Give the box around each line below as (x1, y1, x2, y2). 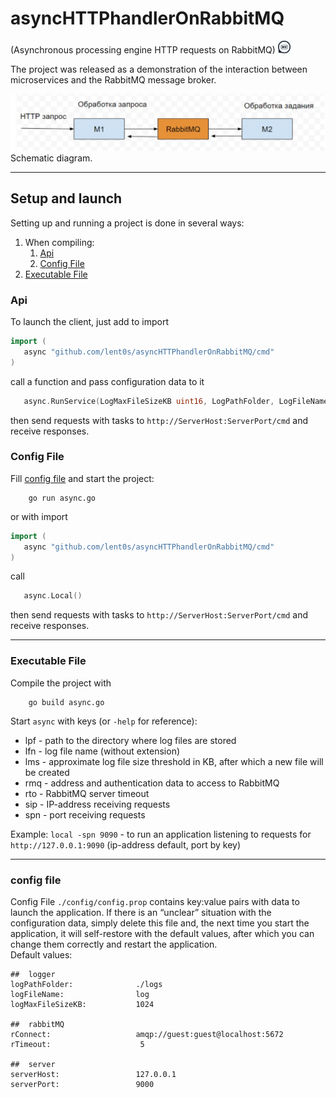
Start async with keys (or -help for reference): (10, 715, 198, 727)
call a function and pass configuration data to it (10, 375, 205, 387)
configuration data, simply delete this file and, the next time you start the (10, 917, 310, 929)
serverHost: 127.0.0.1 (10, 1069, 177, 1079)
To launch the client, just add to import (10, 316, 169, 328)
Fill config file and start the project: (10, 472, 155, 484)
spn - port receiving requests (24, 808, 146, 821)
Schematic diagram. (10, 152, 93, 164)
